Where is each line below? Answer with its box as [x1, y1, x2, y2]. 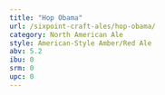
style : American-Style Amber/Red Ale [9, 38, 152, 48]
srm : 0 [9, 64, 34, 73]
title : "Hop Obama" [9, 13, 83, 23]
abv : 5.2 [9, 47, 43, 56]
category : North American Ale [9, 30, 124, 39]
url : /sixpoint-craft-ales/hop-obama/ [9, 22, 156, 31]
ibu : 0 [9, 55, 34, 64]
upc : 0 [9, 72, 34, 81]
